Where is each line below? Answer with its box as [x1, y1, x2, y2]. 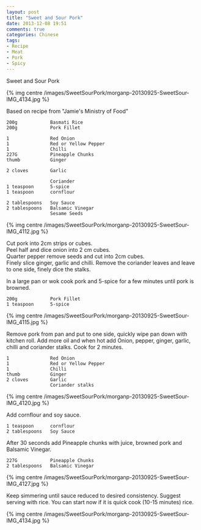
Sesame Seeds [49, 210, 84, 216]
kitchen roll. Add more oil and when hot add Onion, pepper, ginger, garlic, [6, 336, 191, 344]
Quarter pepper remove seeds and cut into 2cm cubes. [6, 252, 145, 260]
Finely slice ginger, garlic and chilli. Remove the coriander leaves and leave [6, 259, 196, 267]
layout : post [6, 9, 40, 15]
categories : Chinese [6, 32, 59, 38]
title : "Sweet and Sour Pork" [6, 15, 84, 21]
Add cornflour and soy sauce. [6, 411, 81, 418]
